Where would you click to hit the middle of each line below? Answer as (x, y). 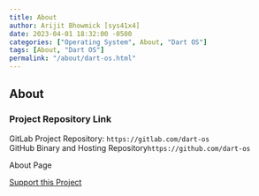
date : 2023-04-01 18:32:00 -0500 (71, 34)
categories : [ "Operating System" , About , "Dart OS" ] (108, 42)
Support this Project (46, 182)
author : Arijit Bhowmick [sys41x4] (75, 26)
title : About (33, 17)
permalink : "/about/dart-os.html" (73, 58)
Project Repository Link (61, 119)
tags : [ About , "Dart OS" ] (57, 50)
